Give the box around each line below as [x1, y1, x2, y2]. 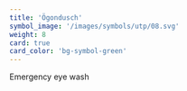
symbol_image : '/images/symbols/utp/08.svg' [9, 22, 180, 31]
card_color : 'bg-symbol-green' [9, 47, 127, 56]
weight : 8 [9, 30, 47, 39]
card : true [9, 38, 51, 48]
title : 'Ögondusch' [9, 13, 83, 23]
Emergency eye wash [9, 71, 89, 82]
